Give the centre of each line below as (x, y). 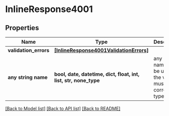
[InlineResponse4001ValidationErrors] (101, 50)
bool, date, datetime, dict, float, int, (97, 74)
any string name (28, 77)
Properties (22, 28)
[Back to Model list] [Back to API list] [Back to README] (63, 108)
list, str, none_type (77, 80)
